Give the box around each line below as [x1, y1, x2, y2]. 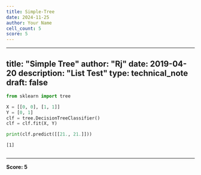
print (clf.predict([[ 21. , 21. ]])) [6, 131, 93, 137]
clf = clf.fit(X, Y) [6, 121, 58, 127]
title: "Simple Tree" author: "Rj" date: [6, 59, 148, 69]
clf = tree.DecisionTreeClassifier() [6, 115, 100, 121]
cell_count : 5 [6, 25, 42, 32]
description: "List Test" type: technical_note [18, 68, 188, 78]
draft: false [6, 77, 48, 87]
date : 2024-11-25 [6, 14, 50, 20]
